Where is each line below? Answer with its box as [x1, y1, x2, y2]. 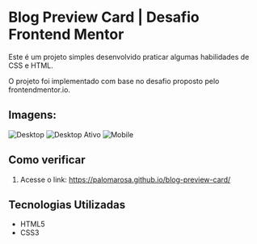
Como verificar [8, 154, 86, 167]
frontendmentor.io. [8, 85, 71, 95]
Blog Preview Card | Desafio [8, 8, 200, 27]
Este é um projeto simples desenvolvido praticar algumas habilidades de [8, 52, 250, 61]
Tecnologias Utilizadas [8, 198, 126, 212]
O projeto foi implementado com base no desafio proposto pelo [8, 76, 220, 86]
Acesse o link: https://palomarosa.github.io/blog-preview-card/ [19, 175, 231, 184]
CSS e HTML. [8, 61, 54, 70]
